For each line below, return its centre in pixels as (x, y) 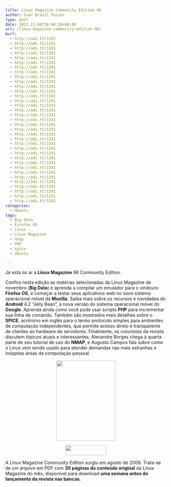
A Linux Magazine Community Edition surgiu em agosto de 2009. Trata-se (83, 463)
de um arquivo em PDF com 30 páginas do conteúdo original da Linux (80, 468)
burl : (11, 34)
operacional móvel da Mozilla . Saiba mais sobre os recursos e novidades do (86, 299)
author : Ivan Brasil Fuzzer (35, 15)
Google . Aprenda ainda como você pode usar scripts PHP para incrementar (85, 310)
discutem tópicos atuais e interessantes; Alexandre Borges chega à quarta (83, 337)
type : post (17, 20)
